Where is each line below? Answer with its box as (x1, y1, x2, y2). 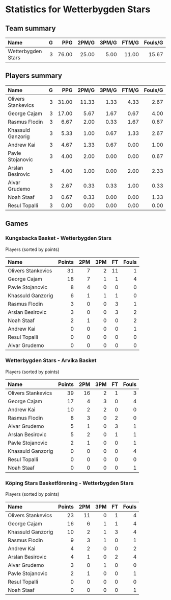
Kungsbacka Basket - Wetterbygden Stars (5, 235, 112, 242)
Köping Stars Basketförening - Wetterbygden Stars (5, 479, 134, 487)
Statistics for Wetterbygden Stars (5, 4, 151, 15)
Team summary (5, 24, 56, 33)
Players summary (5, 72, 63, 80)
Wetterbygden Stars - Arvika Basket (5, 357, 97, 364)
